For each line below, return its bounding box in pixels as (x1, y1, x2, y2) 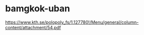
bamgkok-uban (5, 3, 70, 14)
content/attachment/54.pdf (5, 24, 61, 30)
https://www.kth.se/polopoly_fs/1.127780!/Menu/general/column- (5, 19, 139, 25)
